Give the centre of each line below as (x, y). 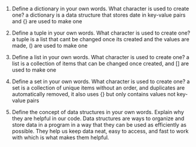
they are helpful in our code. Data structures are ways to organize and (98, 118)
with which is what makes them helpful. (60, 137)
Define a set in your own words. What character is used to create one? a (101, 81)
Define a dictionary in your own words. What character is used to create (100, 9)
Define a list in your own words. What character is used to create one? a (100, 57)
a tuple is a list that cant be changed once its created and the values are (100, 39)
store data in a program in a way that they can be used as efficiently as (99, 125)
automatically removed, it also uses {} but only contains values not (94, 94)
